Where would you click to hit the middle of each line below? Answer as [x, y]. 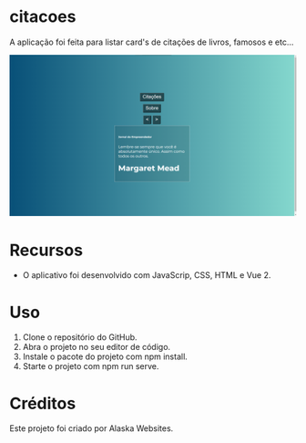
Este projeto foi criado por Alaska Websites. [92, 428]
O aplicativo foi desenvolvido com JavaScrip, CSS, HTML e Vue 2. [147, 275]
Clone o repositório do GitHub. [80, 337]
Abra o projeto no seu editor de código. [97, 347]
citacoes [43, 17]
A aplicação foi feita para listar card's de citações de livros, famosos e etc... [152, 42]
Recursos [46, 250]
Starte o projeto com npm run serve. [91, 366]
